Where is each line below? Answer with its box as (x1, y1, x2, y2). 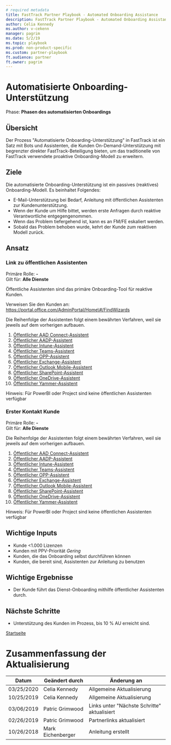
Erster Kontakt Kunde (6, 408, 60, 415)
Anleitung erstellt (88, 728, 129, 735)
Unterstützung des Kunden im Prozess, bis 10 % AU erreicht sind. (13, 620, 150, 627)
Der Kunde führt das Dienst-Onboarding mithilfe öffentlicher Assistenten (13, 586, 164, 593)
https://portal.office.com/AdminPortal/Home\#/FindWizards (6, 306, 130, 313)
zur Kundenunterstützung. (13, 202, 68, 208)
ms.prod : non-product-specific (6, 45, 72, 50)
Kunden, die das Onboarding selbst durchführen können (13, 553, 131, 559)
